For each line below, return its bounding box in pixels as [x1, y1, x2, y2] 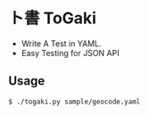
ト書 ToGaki [8, 8, 97, 29]
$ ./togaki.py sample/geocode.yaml [8, 97, 141, 106]
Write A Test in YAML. [21, 37, 102, 49]
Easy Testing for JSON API [21, 47, 120, 58]
